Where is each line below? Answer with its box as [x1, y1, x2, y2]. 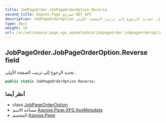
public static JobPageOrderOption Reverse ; [5, 79, 96, 84]
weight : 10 [5, 26, 28, 31]
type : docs [5, 21, 28, 26]
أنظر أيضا [5, 90, 25, 97]
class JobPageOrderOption [12, 102, 68, 108]
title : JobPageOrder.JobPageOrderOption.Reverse [5, 7, 107, 12]
